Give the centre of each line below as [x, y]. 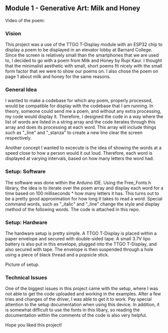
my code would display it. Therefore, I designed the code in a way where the [84, 117]
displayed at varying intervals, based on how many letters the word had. [80, 159]
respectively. [18, 138]
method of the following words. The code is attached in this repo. [73, 209]
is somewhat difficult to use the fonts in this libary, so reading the [72, 310]
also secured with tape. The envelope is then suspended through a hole [79, 249]
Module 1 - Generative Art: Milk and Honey [73, 8]
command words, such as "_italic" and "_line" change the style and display [82, 204]
